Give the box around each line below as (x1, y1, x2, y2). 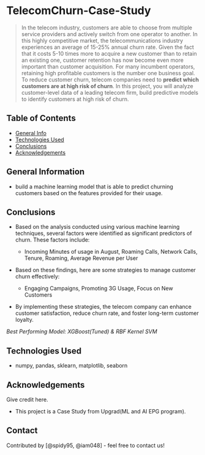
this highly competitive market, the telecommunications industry (21, 37, 184, 44)
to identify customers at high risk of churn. (21, 95, 129, 103)
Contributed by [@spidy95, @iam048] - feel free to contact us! (6, 442, 165, 449)
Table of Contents (6, 113, 76, 124)
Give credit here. (6, 396, 48, 403)
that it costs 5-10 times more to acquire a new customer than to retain (21, 50, 197, 57)
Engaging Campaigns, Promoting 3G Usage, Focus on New (24, 285, 173, 292)
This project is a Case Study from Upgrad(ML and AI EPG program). (15, 408, 186, 415)
